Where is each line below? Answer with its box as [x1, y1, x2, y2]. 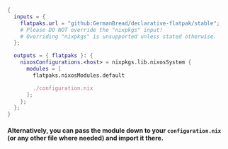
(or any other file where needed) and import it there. [7, 133, 164, 142]
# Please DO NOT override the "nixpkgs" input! [20, 26, 163, 33]
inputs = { [13, 13, 46, 20]
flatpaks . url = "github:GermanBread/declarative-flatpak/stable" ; [20, 20, 220, 27]
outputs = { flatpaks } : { [13, 52, 93, 59]
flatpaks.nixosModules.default [33, 71, 125, 79]
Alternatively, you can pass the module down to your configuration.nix [7, 126, 222, 134]
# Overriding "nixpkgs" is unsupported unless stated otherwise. [20, 32, 217, 40]
